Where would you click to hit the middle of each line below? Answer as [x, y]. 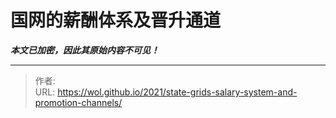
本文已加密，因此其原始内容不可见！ [85, 50]
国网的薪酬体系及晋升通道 [116, 20]
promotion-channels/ [78, 102]
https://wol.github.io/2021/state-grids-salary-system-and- [177, 92]
